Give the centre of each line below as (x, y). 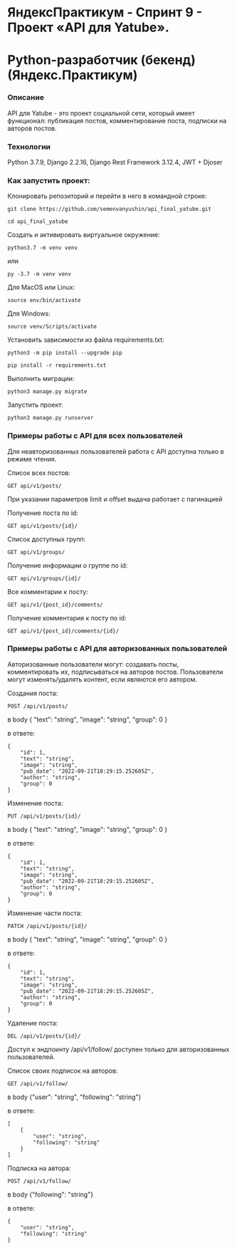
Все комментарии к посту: (48, 591)
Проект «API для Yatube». (88, 27)
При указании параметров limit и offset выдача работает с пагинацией (115, 499)
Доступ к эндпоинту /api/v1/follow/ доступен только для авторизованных (118, 1049)
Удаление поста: (33, 1023)
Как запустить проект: (49, 180)
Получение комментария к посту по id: (67, 618)
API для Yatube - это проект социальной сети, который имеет (101, 113)
